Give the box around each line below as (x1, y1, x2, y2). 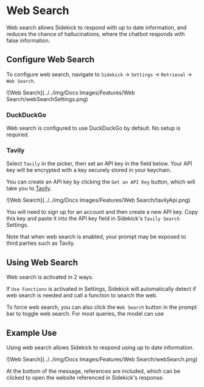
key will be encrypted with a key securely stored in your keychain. (6, 166, 172, 174)
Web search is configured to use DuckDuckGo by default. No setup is (6, 124, 181, 132)
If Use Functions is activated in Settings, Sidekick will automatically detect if (6, 285, 197, 293)
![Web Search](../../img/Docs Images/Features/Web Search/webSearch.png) (6, 355, 198, 363)
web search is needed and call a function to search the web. (6, 292, 158, 299)
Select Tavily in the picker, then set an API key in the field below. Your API (6, 160, 192, 168)
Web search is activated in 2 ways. (6, 274, 94, 281)
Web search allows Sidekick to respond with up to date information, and (6, 24, 187, 31)
